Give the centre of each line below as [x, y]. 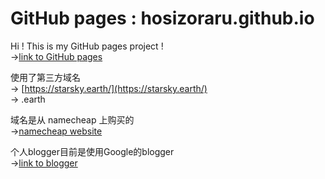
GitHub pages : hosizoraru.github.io [162, 18]
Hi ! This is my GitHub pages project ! [87, 46]
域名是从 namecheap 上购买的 [72, 119]
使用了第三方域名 [45, 77]
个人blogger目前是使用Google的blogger [92, 151]
